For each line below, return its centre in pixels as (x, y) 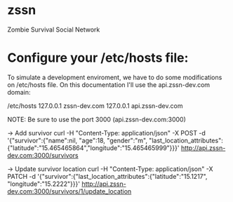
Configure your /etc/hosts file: (98, 58)
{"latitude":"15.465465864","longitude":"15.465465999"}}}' (93, 148)
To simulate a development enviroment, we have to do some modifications (115, 77)
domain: (19, 92)
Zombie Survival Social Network (54, 29)
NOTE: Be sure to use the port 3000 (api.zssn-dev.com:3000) (96, 119)
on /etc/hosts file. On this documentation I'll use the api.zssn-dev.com (109, 85)
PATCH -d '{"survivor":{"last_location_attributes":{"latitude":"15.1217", (107, 176)
